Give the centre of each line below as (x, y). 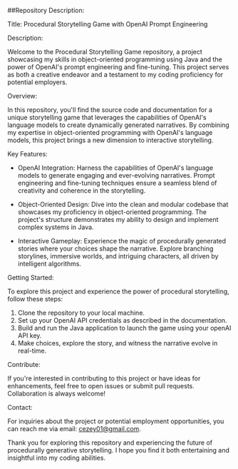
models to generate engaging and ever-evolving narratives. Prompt (116, 175)
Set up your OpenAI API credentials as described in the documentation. (122, 320)
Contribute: (24, 364)
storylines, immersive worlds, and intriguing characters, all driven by (118, 256)
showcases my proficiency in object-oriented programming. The (112, 212)
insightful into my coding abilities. (56, 458)
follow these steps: (35, 299)
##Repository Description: (46, 10)
